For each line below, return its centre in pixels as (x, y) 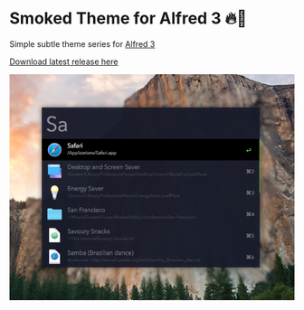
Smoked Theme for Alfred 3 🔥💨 (128, 19)
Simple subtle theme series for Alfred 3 (82, 43)
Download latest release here (64, 61)
